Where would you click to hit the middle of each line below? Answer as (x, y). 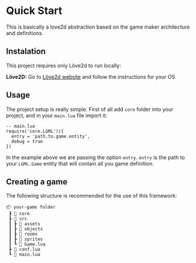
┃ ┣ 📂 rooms (23, 234)
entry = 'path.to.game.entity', (51, 136)
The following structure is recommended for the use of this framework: (92, 196)
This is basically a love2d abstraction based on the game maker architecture (98, 27)
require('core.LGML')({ (35, 131)
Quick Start (34, 11)
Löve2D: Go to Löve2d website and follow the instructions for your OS (91, 76)
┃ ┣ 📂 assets (25, 224)
